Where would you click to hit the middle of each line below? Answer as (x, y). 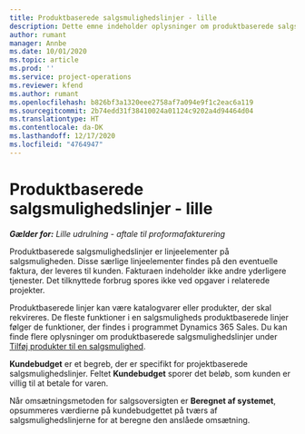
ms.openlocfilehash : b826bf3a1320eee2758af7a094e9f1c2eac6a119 (132, 102)
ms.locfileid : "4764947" (56, 144)
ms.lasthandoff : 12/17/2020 (63, 136)
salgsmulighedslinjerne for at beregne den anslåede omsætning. (130, 419)
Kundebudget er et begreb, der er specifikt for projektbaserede (128, 363)
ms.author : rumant (44, 94)
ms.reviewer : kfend (46, 85)
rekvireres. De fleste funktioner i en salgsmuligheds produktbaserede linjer (149, 317)
